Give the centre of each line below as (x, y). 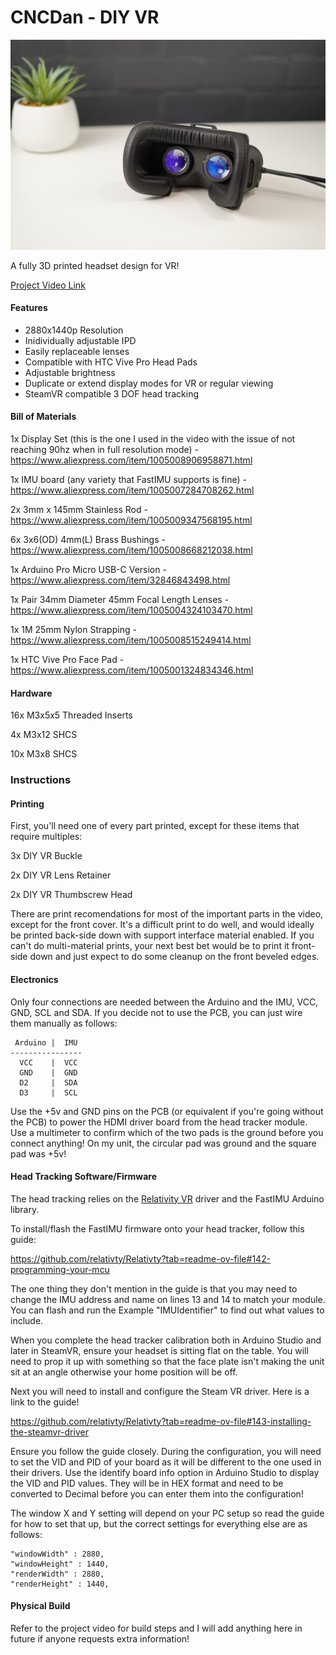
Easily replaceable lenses (77, 351)
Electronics (34, 979)
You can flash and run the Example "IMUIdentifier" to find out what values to (167, 1310)
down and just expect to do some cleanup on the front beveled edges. (174, 957)
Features (29, 308)
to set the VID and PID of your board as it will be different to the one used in (166, 1462)
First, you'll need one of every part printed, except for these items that (155, 826)
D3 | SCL (48, 1092)
